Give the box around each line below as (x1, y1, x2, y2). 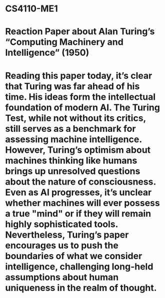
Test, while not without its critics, (5, 112, 146, 124)
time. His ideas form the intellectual (5, 91, 156, 102)
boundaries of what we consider (5, 250, 142, 262)
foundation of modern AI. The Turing (5, 102, 160, 113)
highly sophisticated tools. (5, 218, 118, 230)
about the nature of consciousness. (5, 176, 156, 187)
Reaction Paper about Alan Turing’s (5, 26, 155, 37)
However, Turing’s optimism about (5, 144, 151, 155)
